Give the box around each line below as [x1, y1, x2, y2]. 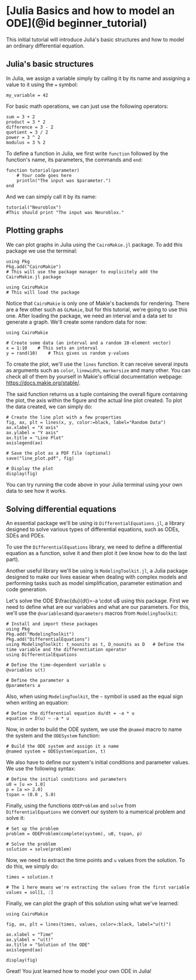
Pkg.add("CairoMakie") [6, 264, 61, 270]
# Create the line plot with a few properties [6, 414, 122, 420]
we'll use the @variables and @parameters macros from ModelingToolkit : [6, 610, 178, 617]
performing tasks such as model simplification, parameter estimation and [6, 580, 183, 587]
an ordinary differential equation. [6, 42, 85, 49]
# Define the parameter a [6, 678, 69, 683]
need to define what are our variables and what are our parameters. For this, [6, 604, 190, 611]
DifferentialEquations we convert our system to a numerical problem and [6, 808, 185, 815]
